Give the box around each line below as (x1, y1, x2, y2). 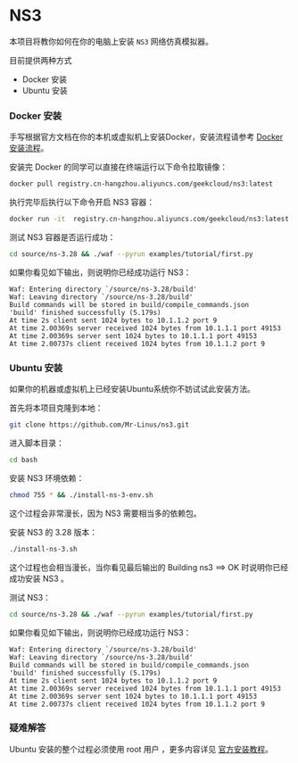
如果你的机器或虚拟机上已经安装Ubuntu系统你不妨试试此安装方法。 (9, 384, 256, 394)
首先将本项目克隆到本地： (9, 402, 103, 413)
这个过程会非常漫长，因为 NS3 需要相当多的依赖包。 (9, 508, 203, 518)
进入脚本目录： (9, 438, 64, 449)
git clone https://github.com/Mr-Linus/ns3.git (9, 420, 190, 429)
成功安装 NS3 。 (9, 573, 70, 584)
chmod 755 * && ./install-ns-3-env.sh (9, 490, 153, 500)
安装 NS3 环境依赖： (9, 472, 85, 483)
